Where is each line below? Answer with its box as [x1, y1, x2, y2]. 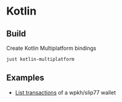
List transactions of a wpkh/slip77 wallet [15, 89, 117, 96]
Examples [6, 73, 44, 83]
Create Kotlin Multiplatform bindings [6, 44, 97, 52]
